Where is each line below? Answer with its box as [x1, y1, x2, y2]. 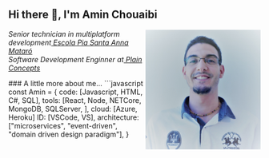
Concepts [8, 63, 41, 73]
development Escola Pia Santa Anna [8, 38, 130, 47]
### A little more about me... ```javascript [8, 78, 144, 88]
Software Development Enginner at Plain [8, 54, 143, 64]
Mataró [8, 45, 33, 56]
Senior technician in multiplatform [8, 29, 120, 38]
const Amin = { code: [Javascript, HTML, [8, 87, 143, 97]
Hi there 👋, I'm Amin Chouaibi [8, 8, 158, 22]
